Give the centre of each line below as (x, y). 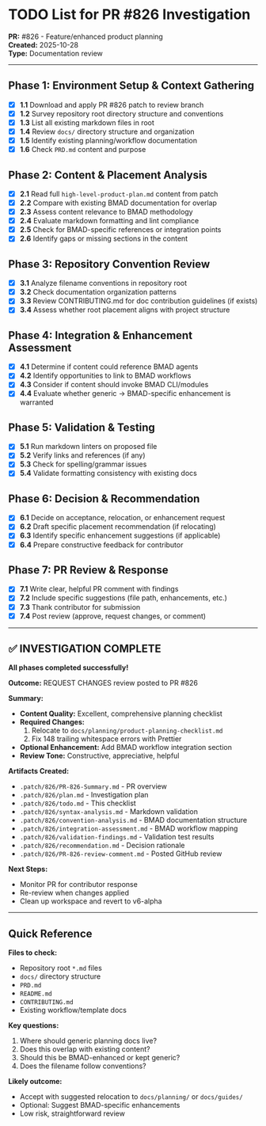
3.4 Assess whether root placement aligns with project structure (125, 310)
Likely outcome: (35, 1082)
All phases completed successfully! (68, 668)
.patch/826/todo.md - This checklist (78, 803)
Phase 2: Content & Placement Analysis (108, 175)
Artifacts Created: (39, 771)
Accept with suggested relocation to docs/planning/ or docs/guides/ (131, 1097)
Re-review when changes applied (74, 893)
